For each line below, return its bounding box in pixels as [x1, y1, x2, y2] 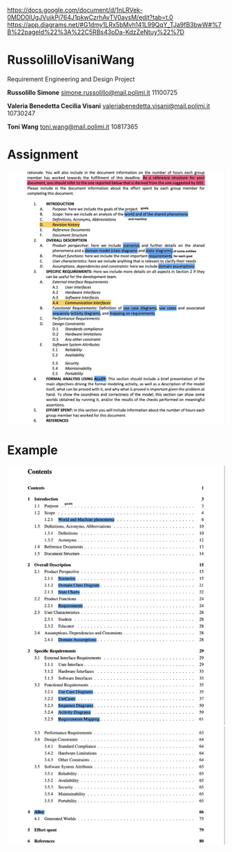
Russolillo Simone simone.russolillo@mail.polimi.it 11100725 [7, 88, 178, 96]
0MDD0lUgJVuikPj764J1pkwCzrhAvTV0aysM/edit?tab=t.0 [7, 13, 174, 21]
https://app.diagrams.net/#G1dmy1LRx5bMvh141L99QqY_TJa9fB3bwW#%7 [7, 21, 222, 28]
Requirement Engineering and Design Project [7, 75, 135, 83]
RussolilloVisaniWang [7, 52, 135, 68]
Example [7, 443, 58, 459]
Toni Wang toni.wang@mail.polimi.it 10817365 [7, 122, 138, 131]
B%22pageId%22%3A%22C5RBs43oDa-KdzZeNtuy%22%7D [7, 28, 185, 36]
